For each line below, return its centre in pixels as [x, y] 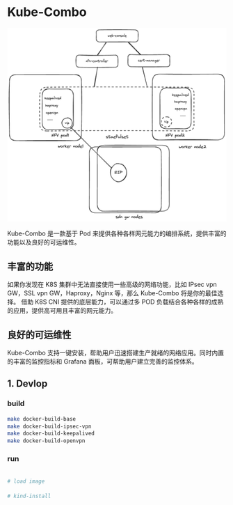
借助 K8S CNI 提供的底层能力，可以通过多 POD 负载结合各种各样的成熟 [122, 302]
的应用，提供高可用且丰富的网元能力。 [62, 311]
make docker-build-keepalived [51, 434]
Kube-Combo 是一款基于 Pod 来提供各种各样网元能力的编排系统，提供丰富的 [117, 233]
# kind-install [29, 496]
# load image [26, 481]
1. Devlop [27, 384]
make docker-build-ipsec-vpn [49, 426]
